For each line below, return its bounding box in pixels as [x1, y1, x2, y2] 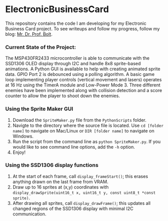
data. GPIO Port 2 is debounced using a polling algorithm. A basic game [5, 71, 155, 77]
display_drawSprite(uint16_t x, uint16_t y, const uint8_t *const [12, 190, 156, 195]
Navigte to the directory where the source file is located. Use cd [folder [12, 122, 163, 128]
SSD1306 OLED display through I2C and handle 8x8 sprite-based [5, 61, 141, 67]
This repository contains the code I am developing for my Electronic [5, 20, 147, 26]
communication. [12, 211, 47, 217]
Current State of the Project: [5, 43, 76, 51]
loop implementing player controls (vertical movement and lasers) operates [5, 77, 162, 83]
